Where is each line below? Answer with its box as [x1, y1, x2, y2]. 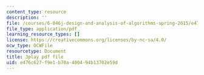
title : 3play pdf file [6, 54, 64, 60]
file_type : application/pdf [6, 25, 78, 32]
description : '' [6, 15, 47, 21]
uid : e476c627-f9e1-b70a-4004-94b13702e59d [6, 59, 118, 65]
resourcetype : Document [6, 48, 67, 54]
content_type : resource [6, 8, 67, 15]
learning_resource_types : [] [6, 31, 80, 37]
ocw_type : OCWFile [6, 43, 53, 49]
